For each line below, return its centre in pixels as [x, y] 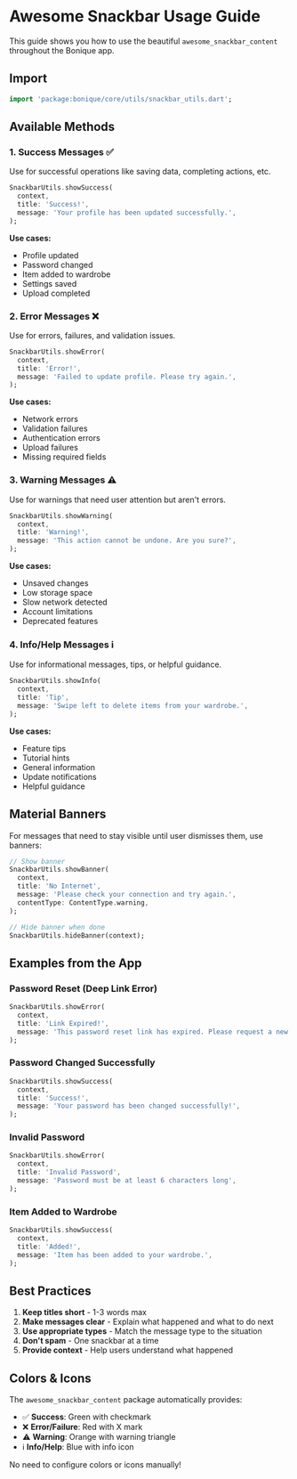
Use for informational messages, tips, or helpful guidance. [116, 664]
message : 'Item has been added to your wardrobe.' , [115, 1255]
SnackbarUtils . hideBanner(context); [77, 935]
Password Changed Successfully [82, 1063]
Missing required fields [64, 457]
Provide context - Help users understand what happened [128, 1350]
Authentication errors [61, 438]
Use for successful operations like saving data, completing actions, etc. [140, 172]
